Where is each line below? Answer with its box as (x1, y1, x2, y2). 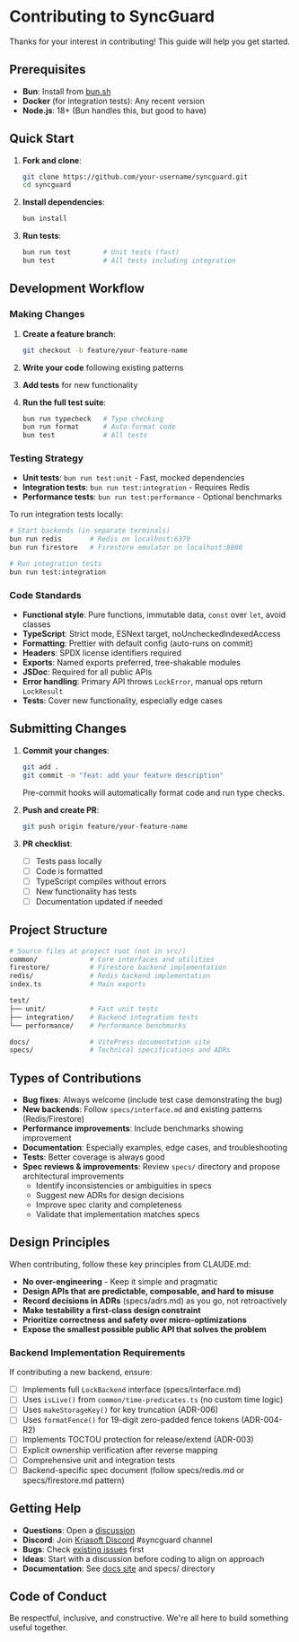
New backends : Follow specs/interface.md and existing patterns (22, 1104, 263, 1115)
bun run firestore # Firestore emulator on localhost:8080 (9, 543, 243, 552)
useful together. (9, 1622, 68, 1633)
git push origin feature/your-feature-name (22, 822, 189, 831)
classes (22, 619, 51, 630)
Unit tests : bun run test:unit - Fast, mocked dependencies (22, 472, 245, 483)
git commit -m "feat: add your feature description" (22, 771, 224, 780)
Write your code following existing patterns (22, 362, 184, 373)
